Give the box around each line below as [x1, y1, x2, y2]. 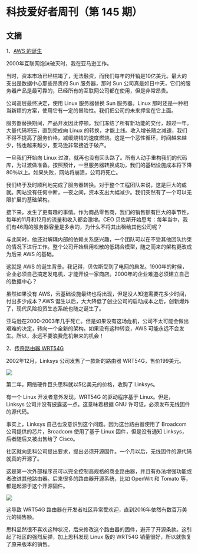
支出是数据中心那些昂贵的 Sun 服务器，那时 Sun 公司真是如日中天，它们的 [6, 80, 186, 87]
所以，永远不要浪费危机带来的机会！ [16, 332, 104, 339]
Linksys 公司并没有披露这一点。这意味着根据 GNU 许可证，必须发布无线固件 [6, 401, 190, 408]
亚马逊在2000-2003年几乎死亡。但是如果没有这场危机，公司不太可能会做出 [6, 317, 189, 324]
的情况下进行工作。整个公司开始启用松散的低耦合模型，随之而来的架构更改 [6, 243, 187, 250]
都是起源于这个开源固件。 [6, 482, 68, 489]
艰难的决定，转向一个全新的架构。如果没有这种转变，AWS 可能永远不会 [6, 325, 180, 332]
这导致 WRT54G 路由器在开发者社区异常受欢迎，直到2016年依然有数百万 [6, 506, 183, 513]
